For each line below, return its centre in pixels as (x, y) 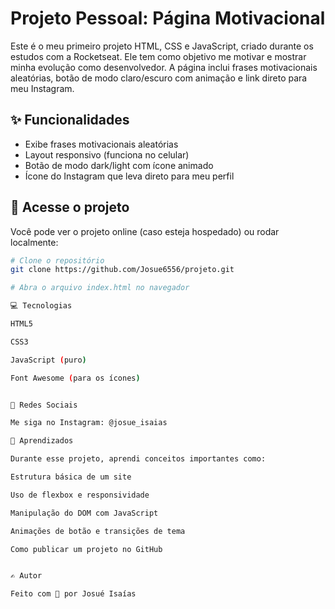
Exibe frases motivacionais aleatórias (101, 144)
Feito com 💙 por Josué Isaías (73, 594)
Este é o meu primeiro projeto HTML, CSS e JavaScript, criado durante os (162, 46)
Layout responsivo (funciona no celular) (107, 154)
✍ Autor (26, 576)
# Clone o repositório (57, 260)
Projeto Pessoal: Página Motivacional (168, 18)
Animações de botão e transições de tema (98, 531)
